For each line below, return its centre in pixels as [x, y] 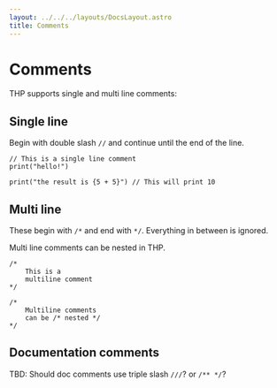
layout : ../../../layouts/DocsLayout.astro [91, 17]
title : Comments [39, 26]
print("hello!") [39, 167]
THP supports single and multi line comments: [93, 94]
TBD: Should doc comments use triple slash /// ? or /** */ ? [118, 374]
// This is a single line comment [73, 159]
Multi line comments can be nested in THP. [88, 247]
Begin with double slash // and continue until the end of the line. [127, 143]
